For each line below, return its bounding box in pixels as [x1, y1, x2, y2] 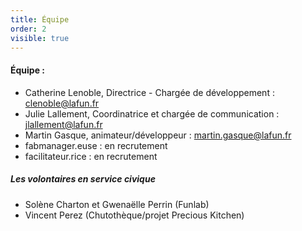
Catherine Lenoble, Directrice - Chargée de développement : [24, 86, 275, 98]
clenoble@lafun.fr [24, 97, 100, 109]
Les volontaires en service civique [10, 173, 156, 185]
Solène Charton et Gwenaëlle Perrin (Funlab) [24, 198, 210, 210]
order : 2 [10, 24, 47, 34]
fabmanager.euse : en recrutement [24, 139, 168, 151]
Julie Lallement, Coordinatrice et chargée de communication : [24, 107, 280, 120]
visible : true [10, 33, 70, 43]
